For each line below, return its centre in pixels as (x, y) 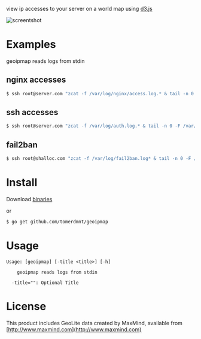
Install (22, 183)
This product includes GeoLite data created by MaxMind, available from (94, 323)
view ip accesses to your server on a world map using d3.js (79, 9)
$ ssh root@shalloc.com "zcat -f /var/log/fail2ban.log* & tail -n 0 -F (99, 159)
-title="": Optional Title (45, 283)
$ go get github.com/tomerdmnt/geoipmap (57, 222)
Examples (31, 45)
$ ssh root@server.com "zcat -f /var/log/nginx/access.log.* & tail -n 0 (100, 93)
